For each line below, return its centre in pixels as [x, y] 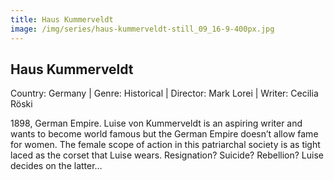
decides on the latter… [56, 166]
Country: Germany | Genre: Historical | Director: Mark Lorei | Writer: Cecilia [164, 93]
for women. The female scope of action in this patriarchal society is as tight [165, 145]
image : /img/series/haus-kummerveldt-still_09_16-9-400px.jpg [142, 29]
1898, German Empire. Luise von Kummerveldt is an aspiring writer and [156, 123]
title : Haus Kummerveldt [62, 19]
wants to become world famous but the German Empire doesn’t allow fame [164, 134]
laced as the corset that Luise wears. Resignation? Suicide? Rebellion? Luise [167, 155]
